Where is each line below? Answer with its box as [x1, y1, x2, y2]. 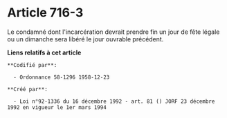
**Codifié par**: [7, 61, 57, 68]
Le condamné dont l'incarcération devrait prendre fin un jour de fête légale [7, 28, 220, 36]
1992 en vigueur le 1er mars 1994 [7, 104, 107, 111]
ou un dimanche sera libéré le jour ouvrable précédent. [7, 35, 164, 43]
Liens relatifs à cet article [7, 48, 82, 57]
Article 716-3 [7, 5, 84, 21]
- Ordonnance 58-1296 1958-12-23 [13, 74, 110, 81]
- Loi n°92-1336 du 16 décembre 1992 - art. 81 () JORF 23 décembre [13, 98, 215, 105]
